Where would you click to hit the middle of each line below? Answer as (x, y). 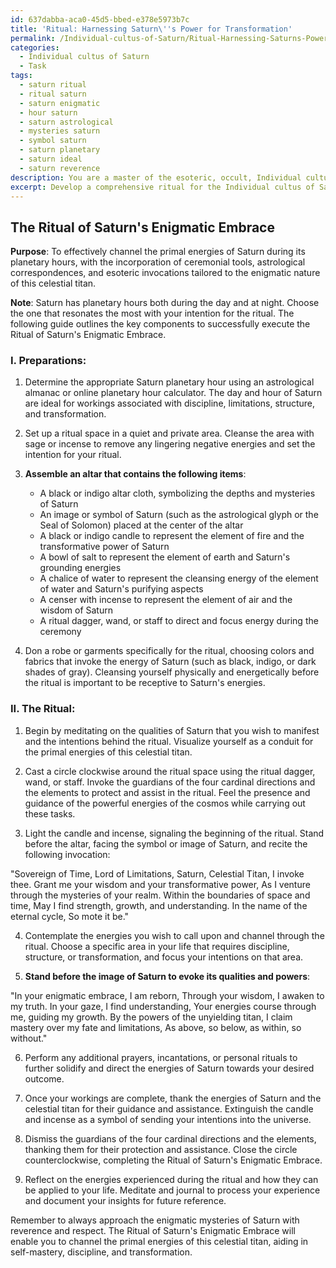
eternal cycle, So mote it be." (70, 916)
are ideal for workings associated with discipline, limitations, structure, (170, 403)
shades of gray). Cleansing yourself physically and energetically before (172, 672)
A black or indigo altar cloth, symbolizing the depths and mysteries (177, 493)
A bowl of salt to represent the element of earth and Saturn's (165, 557)
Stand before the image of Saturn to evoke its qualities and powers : (167, 976)
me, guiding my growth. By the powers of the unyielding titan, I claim (151, 1017)
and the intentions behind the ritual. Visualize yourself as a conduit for (169, 741)
